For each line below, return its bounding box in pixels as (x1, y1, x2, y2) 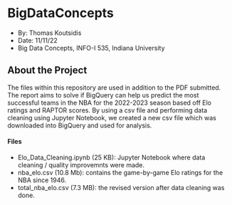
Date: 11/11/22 (17, 36, 58, 44)
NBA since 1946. (17, 176, 66, 184)
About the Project (7, 64, 88, 76)
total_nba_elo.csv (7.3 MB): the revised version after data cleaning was (17, 183, 225, 191)
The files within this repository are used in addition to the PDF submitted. (7, 83, 221, 92)
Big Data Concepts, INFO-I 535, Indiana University (17, 43, 165, 52)
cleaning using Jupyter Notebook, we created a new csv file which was (7, 113, 217, 122)
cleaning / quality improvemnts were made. (17, 160, 144, 169)
